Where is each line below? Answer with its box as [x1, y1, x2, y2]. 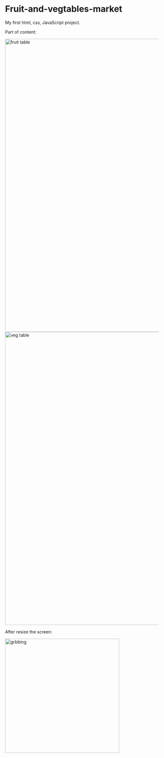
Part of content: [5, 29, 37, 35]
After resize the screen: [5, 629, 52, 634]
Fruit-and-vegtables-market [5, 3, 123, 15]
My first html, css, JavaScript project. [5, 20, 81, 25]
